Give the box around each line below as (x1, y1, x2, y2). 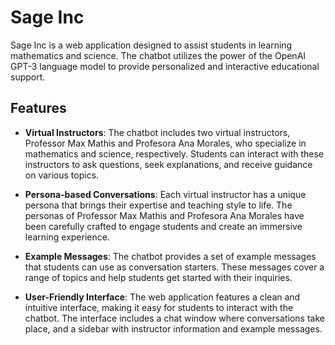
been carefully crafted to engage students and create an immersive (24, 220, 303, 232)
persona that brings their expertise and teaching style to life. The (24, 199, 293, 211)
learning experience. (24, 231, 110, 243)
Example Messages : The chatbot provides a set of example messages (24, 250, 317, 262)
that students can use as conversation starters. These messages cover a (24, 261, 325, 273)
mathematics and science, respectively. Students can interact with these (24, 147, 325, 160)
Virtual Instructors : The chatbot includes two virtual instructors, (24, 126, 291, 138)
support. (10, 71, 46, 83)
